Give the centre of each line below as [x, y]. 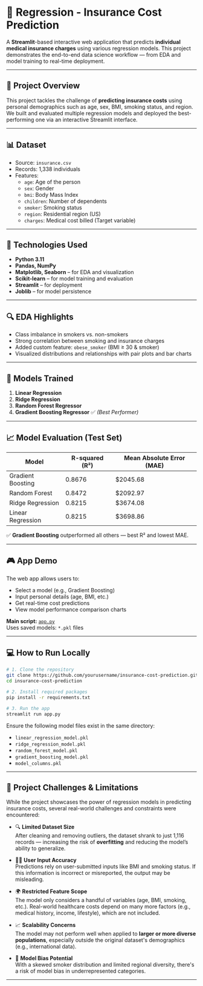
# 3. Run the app [28, 708]
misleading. [29, 879]
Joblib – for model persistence [53, 292]
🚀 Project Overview [43, 86]
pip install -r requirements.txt [48, 697]
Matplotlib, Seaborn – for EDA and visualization [74, 272]
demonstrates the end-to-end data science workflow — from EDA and [94, 54]
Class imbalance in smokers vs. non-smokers [72, 335]
